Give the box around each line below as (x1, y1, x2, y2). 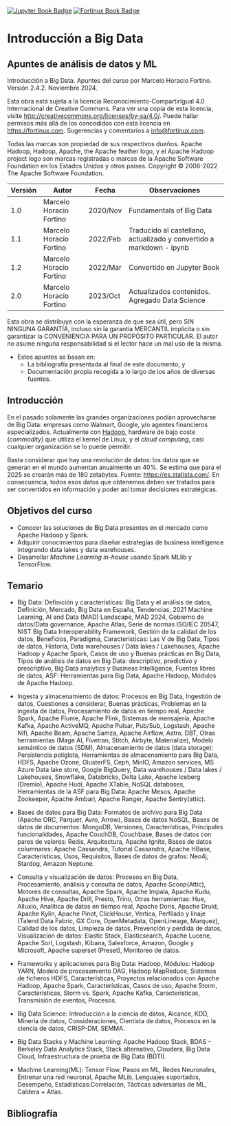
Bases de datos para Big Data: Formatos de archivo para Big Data (16, 808, 203, 817)
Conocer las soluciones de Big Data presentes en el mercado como (16, 523, 208, 531)
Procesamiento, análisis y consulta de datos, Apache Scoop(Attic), (16, 880, 206, 889)
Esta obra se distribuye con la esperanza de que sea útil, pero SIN (7, 317, 195, 326)
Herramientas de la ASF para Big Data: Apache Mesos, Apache (16, 787, 196, 796)
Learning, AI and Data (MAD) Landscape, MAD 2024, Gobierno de (16, 613, 204, 621)
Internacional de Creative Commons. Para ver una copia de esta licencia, (7, 104, 213, 112)
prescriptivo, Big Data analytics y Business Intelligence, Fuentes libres (16, 664, 216, 673)
